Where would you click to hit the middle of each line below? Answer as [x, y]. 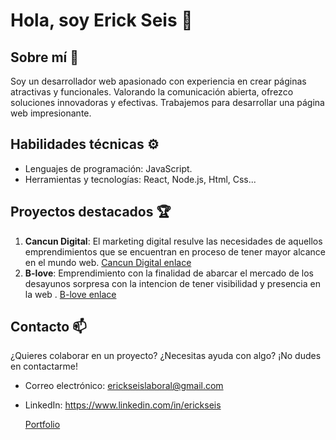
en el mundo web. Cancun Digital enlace [108, 262]
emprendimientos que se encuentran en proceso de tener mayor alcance [175, 251]
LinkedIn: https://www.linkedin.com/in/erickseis [123, 405]
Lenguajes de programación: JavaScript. [108, 168]
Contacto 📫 [48, 327]
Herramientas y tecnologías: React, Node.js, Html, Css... [140, 179]
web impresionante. [51, 113]
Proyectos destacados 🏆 [91, 212]
